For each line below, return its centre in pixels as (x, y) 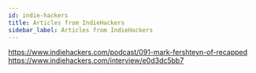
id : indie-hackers (38, 15)
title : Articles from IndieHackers (67, 23)
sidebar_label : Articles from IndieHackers (81, 30)
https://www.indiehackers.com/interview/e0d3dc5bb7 (96, 60)
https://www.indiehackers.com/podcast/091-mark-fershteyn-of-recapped (128, 53)
